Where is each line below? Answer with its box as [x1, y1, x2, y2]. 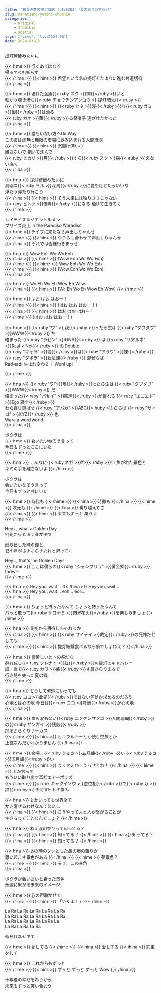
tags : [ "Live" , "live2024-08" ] [5, 35, 68, 39]
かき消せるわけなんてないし [5, 803, 61, 809]
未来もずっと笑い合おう [5, 983, 52, 989]
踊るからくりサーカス [5, 727, 48, 733]
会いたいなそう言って [5, 482, 48, 488]
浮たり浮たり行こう [5, 188, 44, 195]
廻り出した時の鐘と [5, 541, 44, 548]
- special [14, 30, 34, 35]
